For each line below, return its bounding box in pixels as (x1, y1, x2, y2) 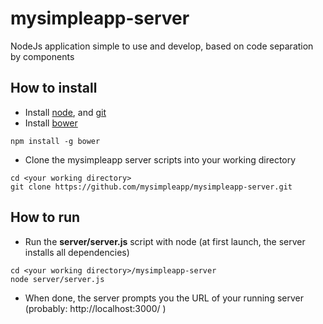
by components (10, 50, 75, 62)
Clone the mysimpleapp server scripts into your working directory (24, 153, 297, 166)
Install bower (24, 117, 78, 129)
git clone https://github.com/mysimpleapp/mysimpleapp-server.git (10, 182, 293, 192)
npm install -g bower (10, 136, 101, 146)
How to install (10, 80, 98, 97)
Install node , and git (24, 106, 107, 118)
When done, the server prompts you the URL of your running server (24, 292, 304, 304)
